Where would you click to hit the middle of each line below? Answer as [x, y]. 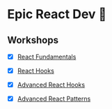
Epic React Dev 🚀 [57, 14]
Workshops [33, 40]
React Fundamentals [47, 57]
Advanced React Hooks [51, 85]
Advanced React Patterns [54, 99]
